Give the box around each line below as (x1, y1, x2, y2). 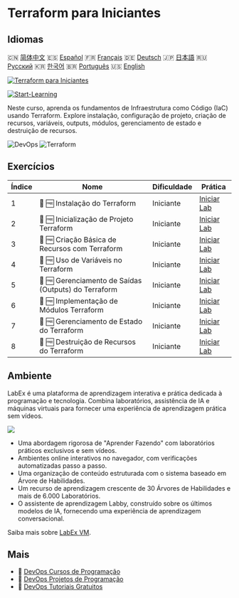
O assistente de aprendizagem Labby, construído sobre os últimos (17, 499, 212, 508)
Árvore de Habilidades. (17, 476, 85, 485)
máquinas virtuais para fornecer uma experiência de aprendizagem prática (7, 404, 226, 412)
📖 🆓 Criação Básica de (38, 235, 117, 245)
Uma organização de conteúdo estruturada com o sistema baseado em (17, 469, 227, 477)
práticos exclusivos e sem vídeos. (17, 446, 117, 454)
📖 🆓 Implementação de (38, 296, 119, 306)
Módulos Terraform (38, 304, 105, 314)
